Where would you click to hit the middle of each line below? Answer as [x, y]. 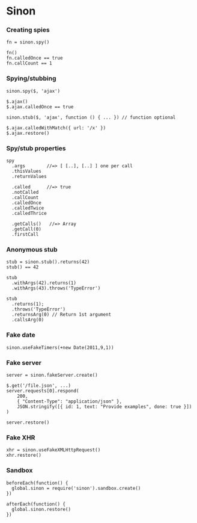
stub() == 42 [23, 267]
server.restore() [28, 422]
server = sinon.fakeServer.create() [52, 375]
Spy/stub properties [36, 148]
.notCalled [25, 193]
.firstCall [25, 235]
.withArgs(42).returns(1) [44, 283]
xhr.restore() [24, 456]
